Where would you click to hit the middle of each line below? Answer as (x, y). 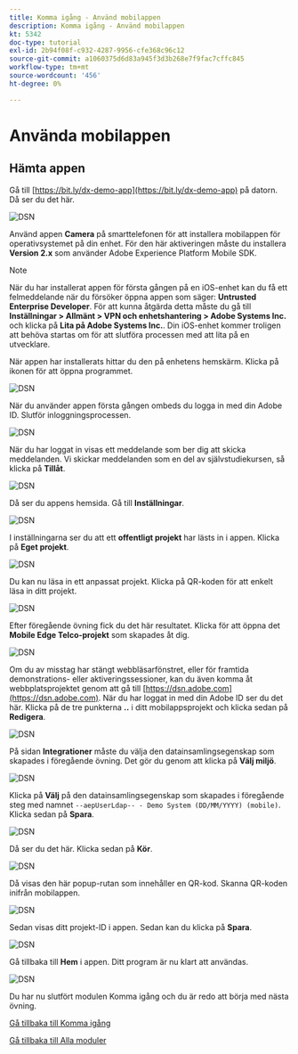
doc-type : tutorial (45, 42)
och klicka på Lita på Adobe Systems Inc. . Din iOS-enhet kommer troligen (145, 325)
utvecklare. (30, 344)
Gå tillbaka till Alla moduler (58, 1040)
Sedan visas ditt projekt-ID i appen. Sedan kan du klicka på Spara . (130, 927)
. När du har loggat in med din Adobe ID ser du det (190, 698)
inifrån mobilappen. (45, 893)
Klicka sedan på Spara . (52, 814)
